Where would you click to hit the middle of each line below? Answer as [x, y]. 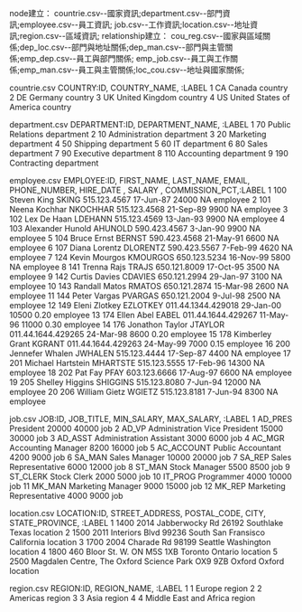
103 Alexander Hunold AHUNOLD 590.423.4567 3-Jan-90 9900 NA [135, 228]
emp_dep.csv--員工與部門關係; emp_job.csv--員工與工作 [125, 58]
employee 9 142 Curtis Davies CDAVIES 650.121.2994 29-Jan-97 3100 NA [146, 277]
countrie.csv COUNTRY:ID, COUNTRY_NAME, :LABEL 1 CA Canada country [149, 88]
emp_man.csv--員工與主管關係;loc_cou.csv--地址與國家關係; [132, 70]
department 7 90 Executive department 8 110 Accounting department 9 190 [149, 153]
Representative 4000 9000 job [66, 496]
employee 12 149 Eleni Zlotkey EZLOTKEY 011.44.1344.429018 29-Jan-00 [146, 305]
